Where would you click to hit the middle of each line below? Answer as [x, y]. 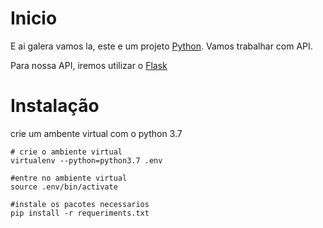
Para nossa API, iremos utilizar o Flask [89, 65]
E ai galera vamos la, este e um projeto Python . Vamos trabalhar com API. [161, 46]
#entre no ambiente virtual [69, 178]
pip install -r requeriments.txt [80, 213]
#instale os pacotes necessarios [80, 204]
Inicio [34, 18]
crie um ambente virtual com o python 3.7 [96, 133]
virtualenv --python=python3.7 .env [86, 160]
